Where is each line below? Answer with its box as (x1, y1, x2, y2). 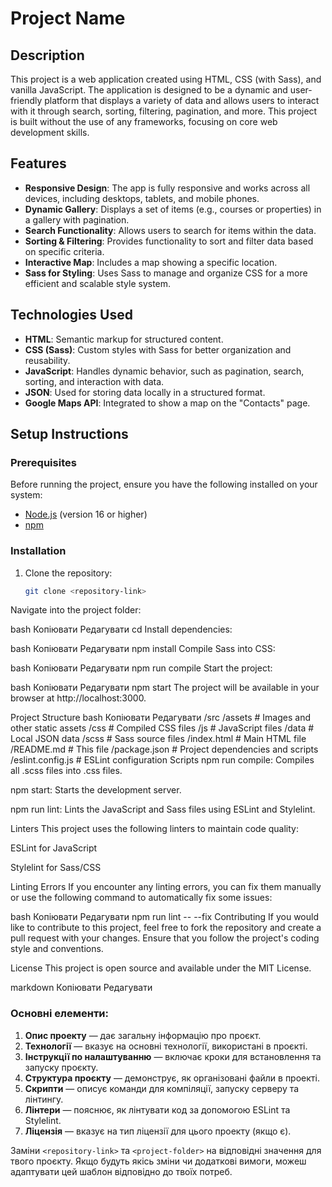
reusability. (24, 354, 71, 366)
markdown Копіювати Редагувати (10, 982, 153, 994)
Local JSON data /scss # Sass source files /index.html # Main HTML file (10, 733, 307, 745)
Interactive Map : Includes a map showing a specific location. (24, 256, 278, 268)
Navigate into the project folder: (10, 604, 142, 616)
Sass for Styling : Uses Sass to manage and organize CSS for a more (24, 267, 308, 279)
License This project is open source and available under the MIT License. (10, 962, 312, 974)
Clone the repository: (24, 567, 113, 579)
